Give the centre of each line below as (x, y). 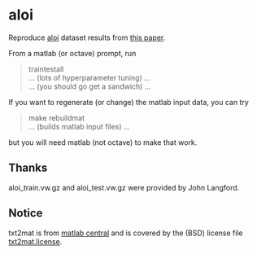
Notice (26, 213)
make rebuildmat (57, 118)
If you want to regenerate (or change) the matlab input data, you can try (129, 102)
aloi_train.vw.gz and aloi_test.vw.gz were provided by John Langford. (124, 187)
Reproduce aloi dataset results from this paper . (87, 37)
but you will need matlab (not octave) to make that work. (103, 142)
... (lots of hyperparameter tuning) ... (89, 77)
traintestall (46, 69)
